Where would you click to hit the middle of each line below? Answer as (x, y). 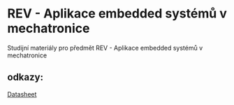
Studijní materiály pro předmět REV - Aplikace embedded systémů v (105, 48)
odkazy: (25, 77)
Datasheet (22, 94)
